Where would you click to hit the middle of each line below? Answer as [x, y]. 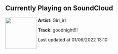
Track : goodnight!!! [58, 30]
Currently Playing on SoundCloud [59, 8]
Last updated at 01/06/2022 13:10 [73, 39]
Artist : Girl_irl [52, 20]
